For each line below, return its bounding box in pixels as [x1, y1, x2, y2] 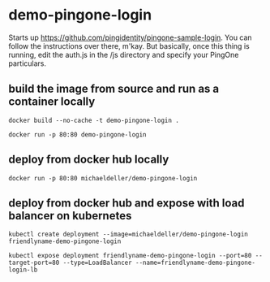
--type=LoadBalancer [62, 258, 132, 267]
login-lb [8, 266, 38, 274]
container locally [8, 95, 96, 109]
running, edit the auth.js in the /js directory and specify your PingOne [8, 50, 239, 59]
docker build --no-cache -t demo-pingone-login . [8, 116, 180, 124]
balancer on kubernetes [8, 209, 132, 223]
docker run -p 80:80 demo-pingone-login [8, 130, 148, 139]
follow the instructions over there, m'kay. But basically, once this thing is [8, 41, 250, 50]
